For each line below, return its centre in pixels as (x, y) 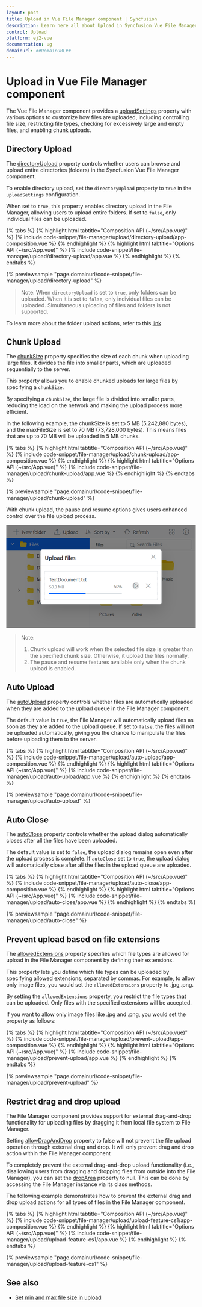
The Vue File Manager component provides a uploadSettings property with (99, 111)
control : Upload (26, 32)
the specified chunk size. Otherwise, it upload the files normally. (109, 655)
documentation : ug (29, 45)
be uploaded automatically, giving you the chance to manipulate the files (96, 732)
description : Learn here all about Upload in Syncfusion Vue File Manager (102, 25)
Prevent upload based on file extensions (83, 939)
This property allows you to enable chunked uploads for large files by (92, 381)
